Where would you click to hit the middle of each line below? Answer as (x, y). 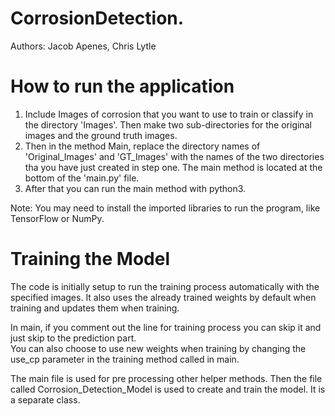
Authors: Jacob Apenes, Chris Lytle (83, 46)
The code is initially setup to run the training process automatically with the (165, 286)
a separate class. (45, 399)
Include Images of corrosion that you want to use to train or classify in (169, 114)
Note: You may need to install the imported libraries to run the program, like (165, 208)
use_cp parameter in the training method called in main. (125, 359)
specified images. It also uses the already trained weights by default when (163, 297)
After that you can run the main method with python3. (135, 188)
